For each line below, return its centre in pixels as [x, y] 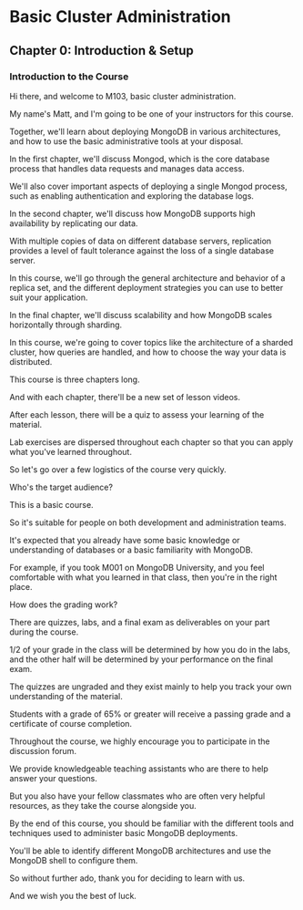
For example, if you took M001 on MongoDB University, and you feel [137, 567]
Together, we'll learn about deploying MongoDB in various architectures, [145, 131]
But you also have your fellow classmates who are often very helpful [137, 796]
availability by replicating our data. [74, 223]
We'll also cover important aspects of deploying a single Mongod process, [149, 186]
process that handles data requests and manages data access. [127, 168]
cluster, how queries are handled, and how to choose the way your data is [148, 352]
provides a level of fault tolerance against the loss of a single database [142, 250]
